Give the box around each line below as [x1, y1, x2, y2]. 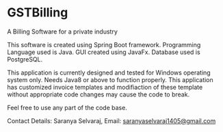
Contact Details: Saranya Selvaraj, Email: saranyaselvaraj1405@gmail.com [7, 116, 216, 124]
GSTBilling [7, 5, 68, 21]
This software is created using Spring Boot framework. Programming [7, 40, 201, 49]
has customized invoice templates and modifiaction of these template [7, 83, 203, 91]
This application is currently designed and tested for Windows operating [7, 68, 211, 77]
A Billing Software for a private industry [7, 27, 118, 36]
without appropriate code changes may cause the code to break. [7, 90, 190, 98]
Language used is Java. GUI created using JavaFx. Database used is [7, 48, 200, 56]
